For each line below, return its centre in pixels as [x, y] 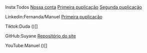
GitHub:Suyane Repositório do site [40, 36]
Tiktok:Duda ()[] [21, 26]
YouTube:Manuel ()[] [26, 46]
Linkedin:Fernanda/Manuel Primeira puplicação [54, 17]
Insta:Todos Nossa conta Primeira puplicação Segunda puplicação [74, 7]
